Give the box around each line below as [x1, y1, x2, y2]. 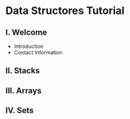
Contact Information [13, 49, 63, 56]
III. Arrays [5, 86, 42, 96]
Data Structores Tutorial [5, 4, 125, 17]
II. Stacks [5, 66, 40, 76]
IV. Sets [5, 106, 34, 116]
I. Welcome [5, 27, 47, 37]
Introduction [13, 43, 44, 50]
